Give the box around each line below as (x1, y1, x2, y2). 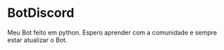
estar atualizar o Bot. (7, 35, 68, 44)
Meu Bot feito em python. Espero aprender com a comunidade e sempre (7, 28, 217, 37)
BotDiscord (7, 5, 75, 21)
